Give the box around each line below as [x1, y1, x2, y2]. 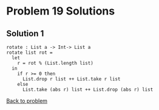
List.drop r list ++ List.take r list [22, 76, 121, 82]
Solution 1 [6, 28, 44, 39]
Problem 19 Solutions [6, 4, 115, 18]
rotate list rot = [6, 50, 53, 56]
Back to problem [6, 97, 47, 104]
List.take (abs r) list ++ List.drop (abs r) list [22, 86, 154, 92]
